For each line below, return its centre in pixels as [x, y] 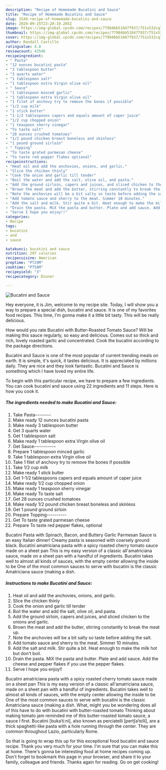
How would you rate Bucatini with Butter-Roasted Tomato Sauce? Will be [79, 330]
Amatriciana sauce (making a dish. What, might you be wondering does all [81, 705]
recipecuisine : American [31, 258]
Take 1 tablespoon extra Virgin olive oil [52, 457]
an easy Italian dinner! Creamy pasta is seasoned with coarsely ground [78, 540]
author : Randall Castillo [32, 42]
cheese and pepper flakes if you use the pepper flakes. [69, 664]
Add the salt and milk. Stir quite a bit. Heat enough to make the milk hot [85, 648]
